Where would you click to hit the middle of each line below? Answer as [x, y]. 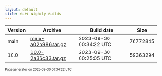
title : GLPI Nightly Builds [33, 14]
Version [17, 30]
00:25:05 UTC [95, 58]
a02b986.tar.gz [48, 44]
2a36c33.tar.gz [48, 58]
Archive [52, 30]
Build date [102, 30]
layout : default [21, 9]
